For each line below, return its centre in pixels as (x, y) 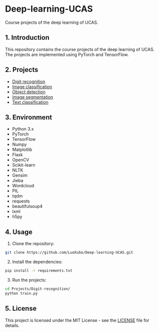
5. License (21, 308)
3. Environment (29, 117)
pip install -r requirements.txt (39, 271)
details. (12, 325)
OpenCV (21, 160)
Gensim (20, 175)
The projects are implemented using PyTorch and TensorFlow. (67, 54)
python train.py (21, 293)
